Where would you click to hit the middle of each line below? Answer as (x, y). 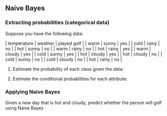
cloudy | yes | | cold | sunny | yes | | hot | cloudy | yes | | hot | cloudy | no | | (84, 54)
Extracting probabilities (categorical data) (57, 23)
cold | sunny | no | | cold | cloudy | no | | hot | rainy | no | (64, 59)
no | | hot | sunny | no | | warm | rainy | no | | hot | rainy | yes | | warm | (78, 48)
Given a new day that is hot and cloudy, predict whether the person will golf (83, 102)
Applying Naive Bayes (33, 91)
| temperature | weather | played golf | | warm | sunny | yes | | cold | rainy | (82, 43)
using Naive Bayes (24, 108)
